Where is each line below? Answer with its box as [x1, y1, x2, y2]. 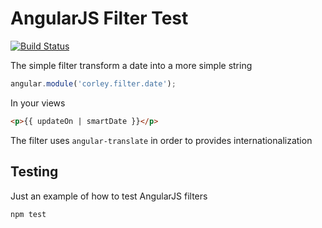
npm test [10, 209, 47, 219]
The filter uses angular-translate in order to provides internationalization [10, 134, 313, 146]
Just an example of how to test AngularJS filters [10, 190, 208, 202]
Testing [10, 163, 59, 181]
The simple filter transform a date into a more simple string [10, 59, 253, 71]
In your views [10, 97, 66, 109]
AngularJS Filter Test [10, 7, 189, 30]
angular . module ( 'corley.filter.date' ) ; [10, 78, 177, 89]
